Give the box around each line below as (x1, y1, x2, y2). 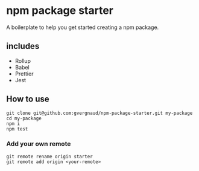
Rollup (14, 57, 31, 64)
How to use (6, 94, 49, 105)
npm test (6, 126, 28, 132)
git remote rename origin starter (6, 153, 93, 160)
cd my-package (6, 115, 42, 121)
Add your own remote (6, 140, 71, 148)
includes (6, 41, 40, 51)
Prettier (14, 70, 34, 77)
